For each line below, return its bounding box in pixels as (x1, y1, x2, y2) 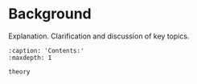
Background (8, 5, 92, 23)
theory (8, 67, 31, 76)
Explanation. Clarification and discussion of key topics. (8, 31, 190, 41)
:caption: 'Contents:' (8, 46, 84, 54)
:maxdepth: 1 (8, 54, 52, 62)
